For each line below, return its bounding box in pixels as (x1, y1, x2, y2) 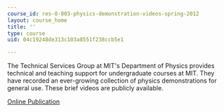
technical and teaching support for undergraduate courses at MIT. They (7, 69, 215, 78)
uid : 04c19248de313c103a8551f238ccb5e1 (7, 36, 124, 43)
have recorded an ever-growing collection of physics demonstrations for (7, 76, 217, 85)
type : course (7, 29, 46, 37)
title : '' (7, 23, 37, 30)
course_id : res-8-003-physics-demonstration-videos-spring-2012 (7, 10, 199, 17)
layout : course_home (7, 17, 68, 24)
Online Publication (7, 97, 60, 106)
